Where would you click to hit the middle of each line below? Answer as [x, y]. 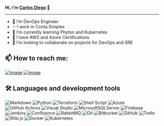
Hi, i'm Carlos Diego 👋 [28, 8]
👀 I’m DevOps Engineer [35, 21]
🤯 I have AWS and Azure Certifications [51, 37]
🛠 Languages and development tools [63, 88]
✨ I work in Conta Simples [38, 27]
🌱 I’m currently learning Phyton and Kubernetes [60, 32]
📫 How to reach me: [37, 58]
